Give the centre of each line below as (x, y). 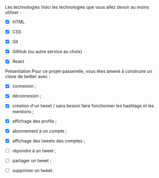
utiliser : (13, 12)
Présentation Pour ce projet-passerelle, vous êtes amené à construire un (79, 71)
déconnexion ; (27, 96)
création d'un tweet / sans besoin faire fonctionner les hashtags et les (83, 106)
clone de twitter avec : (28, 76)
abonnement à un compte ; (40, 131)
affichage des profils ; (34, 121)
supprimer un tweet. (33, 170)
